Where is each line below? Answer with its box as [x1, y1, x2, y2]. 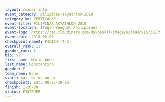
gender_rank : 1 [5, 48, 36, 53]
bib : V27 [5, 52, 23, 58]
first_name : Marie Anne [5, 57, 54, 62]
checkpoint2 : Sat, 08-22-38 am [5, 80, 69, 85]
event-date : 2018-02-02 [5, 35, 54, 40]
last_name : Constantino [5, 62, 54, 67]
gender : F [5, 67, 26, 72]
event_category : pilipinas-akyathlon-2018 [5, 12, 93, 17]
